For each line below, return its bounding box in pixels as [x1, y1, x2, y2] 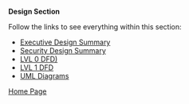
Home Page [8, 87, 47, 96]
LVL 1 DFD [19, 63, 54, 72]
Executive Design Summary [19, 37, 111, 47]
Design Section [8, 7, 60, 16]
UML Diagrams [19, 71, 69, 80]
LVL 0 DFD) [19, 55, 58, 64]
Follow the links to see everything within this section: [8, 22, 182, 31]
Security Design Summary [19, 46, 106, 55]
